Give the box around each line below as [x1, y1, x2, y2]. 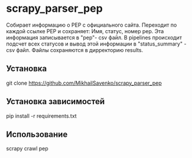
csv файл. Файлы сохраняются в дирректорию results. [6, 46, 144, 53]
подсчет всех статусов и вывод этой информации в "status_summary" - [6, 40, 187, 47]
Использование [6, 129, 68, 139]
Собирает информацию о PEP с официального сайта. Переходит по [6, 21, 177, 28]
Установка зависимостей [6, 96, 105, 107]
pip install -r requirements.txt [6, 112, 77, 120]
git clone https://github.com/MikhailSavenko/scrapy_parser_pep [6, 79, 162, 86]
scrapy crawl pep [6, 145, 48, 152]
